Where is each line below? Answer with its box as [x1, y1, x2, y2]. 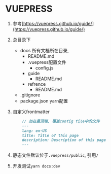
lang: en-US [22, 128, 47, 133]
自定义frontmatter [12, 109, 50, 115]
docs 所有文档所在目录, [20, 47, 69, 53]
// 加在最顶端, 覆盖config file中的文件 [22, 119, 100, 124]
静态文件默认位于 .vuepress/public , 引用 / [12, 152, 99, 158]
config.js [35, 64, 54, 71]
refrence [27, 81, 46, 87]
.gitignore [20, 92, 41, 98]
